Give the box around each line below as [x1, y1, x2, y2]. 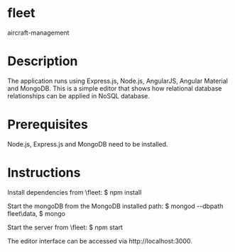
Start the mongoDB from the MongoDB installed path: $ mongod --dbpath [7, 202, 224, 210]
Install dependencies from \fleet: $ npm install [7, 188, 142, 196]
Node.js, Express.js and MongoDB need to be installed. [7, 139, 168, 148]
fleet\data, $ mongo [7, 209, 66, 217]
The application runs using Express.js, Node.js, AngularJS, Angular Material [7, 76, 229, 85]
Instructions [7, 165, 81, 181]
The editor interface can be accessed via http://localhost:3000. [7, 236, 193, 245]
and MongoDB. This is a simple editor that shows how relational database [7, 84, 222, 93]
